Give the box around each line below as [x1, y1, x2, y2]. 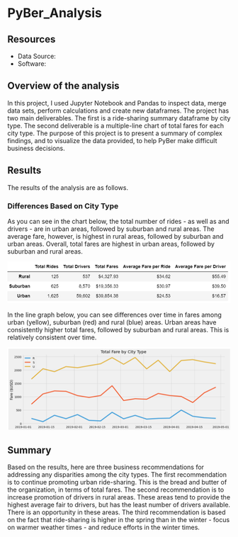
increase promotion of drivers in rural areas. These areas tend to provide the [7, 493, 231, 502]
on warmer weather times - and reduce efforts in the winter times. [7, 523, 200, 532]
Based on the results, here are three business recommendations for [7, 463, 204, 472]
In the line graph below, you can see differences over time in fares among [7, 310, 222, 320]
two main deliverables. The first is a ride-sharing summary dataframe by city [7, 113, 231, 122]
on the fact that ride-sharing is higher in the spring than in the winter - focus [7, 516, 230, 524]
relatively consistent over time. [7, 333, 97, 341]
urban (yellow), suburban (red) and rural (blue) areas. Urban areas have [7, 318, 217, 327]
